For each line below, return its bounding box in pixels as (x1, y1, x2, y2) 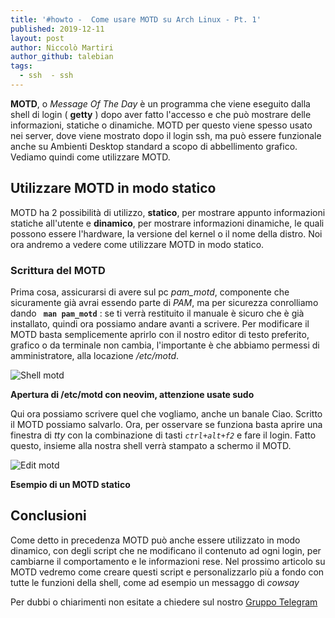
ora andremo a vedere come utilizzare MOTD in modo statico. (10, 238, 265, 250)
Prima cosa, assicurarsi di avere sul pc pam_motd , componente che (10, 286, 290, 298)
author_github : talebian (10, 52, 114, 62)
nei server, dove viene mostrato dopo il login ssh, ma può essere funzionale (10, 129, 322, 141)
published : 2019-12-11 (10, 24, 105, 34)
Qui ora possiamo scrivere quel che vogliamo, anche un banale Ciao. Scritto (10, 407, 323, 420)
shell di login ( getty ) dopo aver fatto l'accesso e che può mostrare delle (10, 108, 312, 120)
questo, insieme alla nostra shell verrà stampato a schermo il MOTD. (10, 439, 292, 451)
